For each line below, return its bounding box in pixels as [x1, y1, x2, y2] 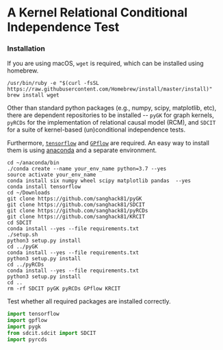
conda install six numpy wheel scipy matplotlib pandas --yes [7, 177, 192, 184]
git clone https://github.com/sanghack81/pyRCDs [7, 208, 148, 214]
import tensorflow [7, 310, 60, 318]
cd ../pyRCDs [7, 262, 44, 268]
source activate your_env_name [7, 171, 96, 179]
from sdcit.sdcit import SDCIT [7, 330, 96, 337]
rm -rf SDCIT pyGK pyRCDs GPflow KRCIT [7, 286, 121, 292]
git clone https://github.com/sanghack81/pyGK [7, 195, 142, 203]
